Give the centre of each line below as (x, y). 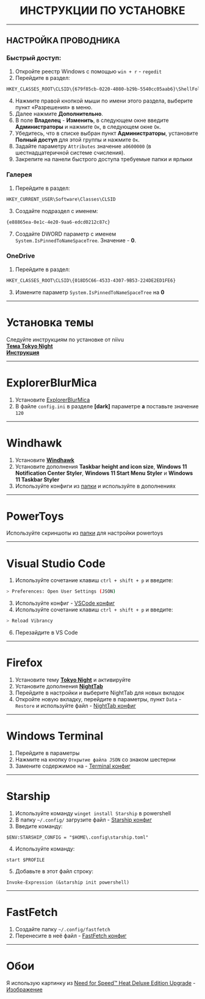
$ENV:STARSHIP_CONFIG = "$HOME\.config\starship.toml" (77, 837)
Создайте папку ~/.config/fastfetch (63, 929)
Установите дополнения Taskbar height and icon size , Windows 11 (101, 466)
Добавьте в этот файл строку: (54, 871)
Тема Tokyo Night (30, 346)
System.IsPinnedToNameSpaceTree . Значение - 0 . (76, 240)
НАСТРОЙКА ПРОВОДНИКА (63, 41)
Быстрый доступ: (34, 58)
